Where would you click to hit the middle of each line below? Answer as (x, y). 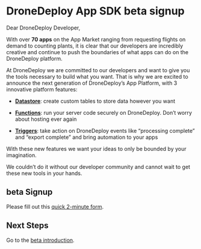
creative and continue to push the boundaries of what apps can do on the (97, 52)
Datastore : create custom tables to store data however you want (95, 101)
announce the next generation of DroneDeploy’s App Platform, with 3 (92, 83)
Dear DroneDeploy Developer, (43, 28)
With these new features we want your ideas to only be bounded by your (96, 149)
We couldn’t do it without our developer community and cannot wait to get (98, 167)
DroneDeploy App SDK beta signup (95, 11)
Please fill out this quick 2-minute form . (55, 206)
